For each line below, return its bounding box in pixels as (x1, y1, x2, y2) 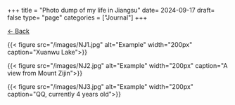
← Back (7, 27, 30, 35)
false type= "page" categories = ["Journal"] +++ (7, 13, 148, 22)
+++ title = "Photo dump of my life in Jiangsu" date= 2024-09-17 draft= (7, 6, 215, 14)
